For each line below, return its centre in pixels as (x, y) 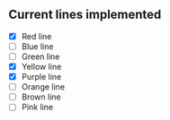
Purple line (41, 77)
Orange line (43, 87)
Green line (40, 56)
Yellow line (41, 67)
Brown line (41, 97)
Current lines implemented (85, 15)
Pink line (37, 107)
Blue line (37, 46)
